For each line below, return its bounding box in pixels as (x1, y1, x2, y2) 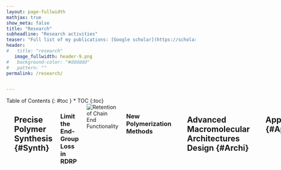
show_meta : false (6, 20, 50, 26)
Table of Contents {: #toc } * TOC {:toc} (6, 97, 104, 105)
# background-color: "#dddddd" (6, 59, 90, 65)
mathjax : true (6, 14, 42, 20)
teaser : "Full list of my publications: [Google (6, 37, 130, 43)
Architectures (187, 133, 240, 144)
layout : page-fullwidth (6, 8, 66, 15)
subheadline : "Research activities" (6, 31, 98, 37)
